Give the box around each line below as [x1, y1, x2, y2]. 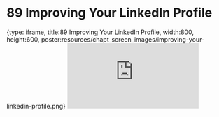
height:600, [6, 35, 40, 43]
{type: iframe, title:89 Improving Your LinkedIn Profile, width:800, [6, 28, 194, 36]
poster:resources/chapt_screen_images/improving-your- [41, 35, 205, 43]
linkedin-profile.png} [6, 102, 66, 110]
